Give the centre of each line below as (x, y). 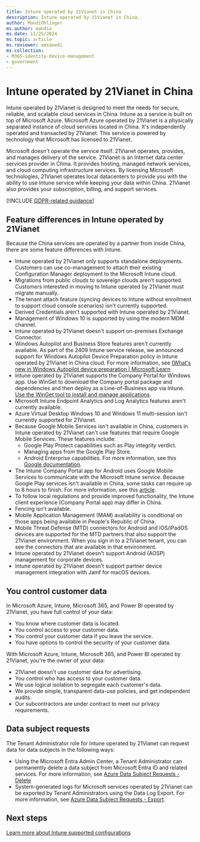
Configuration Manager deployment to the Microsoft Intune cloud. (96, 274)
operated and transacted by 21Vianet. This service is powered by (86, 133)
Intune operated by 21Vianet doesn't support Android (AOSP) (90, 553)
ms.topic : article (29, 39)
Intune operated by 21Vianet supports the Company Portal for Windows (103, 376)
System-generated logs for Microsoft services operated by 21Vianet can (104, 786)
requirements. (32, 710)
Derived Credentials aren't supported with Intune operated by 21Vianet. (102, 312)
